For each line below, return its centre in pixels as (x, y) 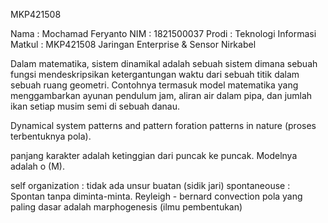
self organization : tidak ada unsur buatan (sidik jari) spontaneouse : (150, 185)
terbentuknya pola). (51, 136)
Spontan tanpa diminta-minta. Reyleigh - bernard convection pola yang (156, 196)
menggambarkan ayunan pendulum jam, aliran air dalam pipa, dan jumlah (161, 95)
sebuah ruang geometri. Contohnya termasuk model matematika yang (154, 85)
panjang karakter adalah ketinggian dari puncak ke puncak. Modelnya (154, 155)
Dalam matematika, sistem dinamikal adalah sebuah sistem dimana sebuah (164, 63)
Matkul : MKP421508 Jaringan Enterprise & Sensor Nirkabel (133, 44)
